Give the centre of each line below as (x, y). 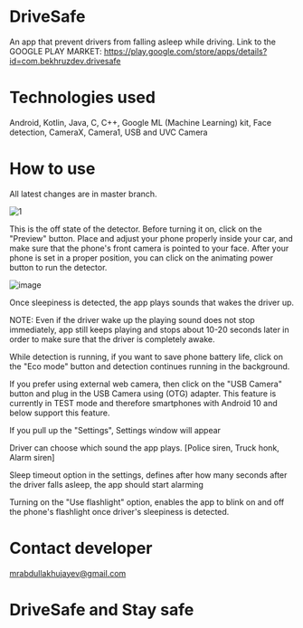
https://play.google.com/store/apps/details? (185, 51)
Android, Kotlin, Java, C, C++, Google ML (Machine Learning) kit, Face (141, 122)
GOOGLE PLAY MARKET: (56, 51)
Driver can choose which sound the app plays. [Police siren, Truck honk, (145, 447)
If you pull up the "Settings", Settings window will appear (115, 430)
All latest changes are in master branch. (83, 194)
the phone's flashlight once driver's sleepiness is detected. (119, 511)
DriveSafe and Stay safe (102, 609)
